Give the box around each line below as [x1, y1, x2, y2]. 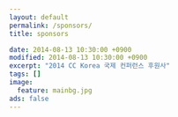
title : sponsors [9, 29, 69, 38]
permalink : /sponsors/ [9, 21, 93, 30]
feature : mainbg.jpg [17, 85, 93, 95]
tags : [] [9, 69, 41, 79]
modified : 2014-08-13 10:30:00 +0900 [9, 54, 148, 62]
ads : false [9, 94, 49, 103]
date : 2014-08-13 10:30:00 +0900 [9, 45, 132, 54]
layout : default [9, 12, 69, 22]
